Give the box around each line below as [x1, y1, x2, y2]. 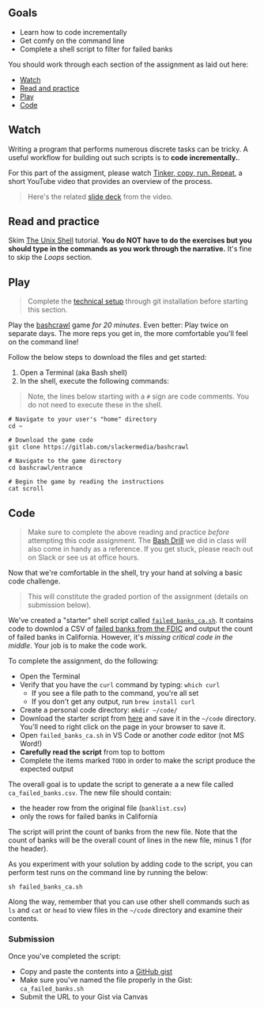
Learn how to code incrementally [19, 27, 128, 36]
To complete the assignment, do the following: [8, 656, 160, 666]
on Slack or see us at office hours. [27, 552, 140, 562]
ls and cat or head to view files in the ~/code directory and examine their [8, 905, 243, 915]
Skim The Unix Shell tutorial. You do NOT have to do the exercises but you [8, 235, 252, 245]
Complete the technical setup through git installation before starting [27, 296, 249, 306]
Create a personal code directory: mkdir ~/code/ [19, 705, 178, 715]
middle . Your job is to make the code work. [8, 641, 148, 651]
